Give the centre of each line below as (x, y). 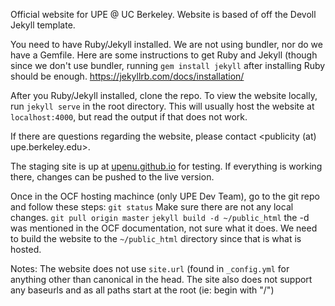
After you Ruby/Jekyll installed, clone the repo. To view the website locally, (164, 95)
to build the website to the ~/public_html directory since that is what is (156, 238)
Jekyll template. (43, 25)
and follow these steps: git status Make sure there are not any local (152, 207)
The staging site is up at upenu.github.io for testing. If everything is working (166, 166)
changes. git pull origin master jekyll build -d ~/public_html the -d (160, 217)
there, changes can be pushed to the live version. (112, 177)
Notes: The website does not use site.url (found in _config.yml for (150, 268)
